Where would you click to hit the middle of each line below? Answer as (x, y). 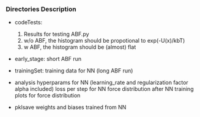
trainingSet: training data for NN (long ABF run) (74, 71)
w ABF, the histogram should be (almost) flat (80, 47)
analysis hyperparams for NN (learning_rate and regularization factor (102, 83)
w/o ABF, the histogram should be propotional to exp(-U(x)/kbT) (104, 41)
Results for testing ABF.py (56, 34)
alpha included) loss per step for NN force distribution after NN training (104, 89)
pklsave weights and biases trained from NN (70, 107)
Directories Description (41, 9)
